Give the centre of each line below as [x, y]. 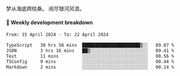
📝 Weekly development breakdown [50, 22]
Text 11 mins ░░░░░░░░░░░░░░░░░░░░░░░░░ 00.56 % [90, 56]
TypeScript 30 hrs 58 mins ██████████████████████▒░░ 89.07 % [90, 46]
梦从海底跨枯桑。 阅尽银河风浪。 [45, 8]
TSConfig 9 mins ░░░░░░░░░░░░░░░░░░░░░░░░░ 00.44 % [90, 61]
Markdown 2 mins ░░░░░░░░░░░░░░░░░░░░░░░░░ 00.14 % [90, 67]
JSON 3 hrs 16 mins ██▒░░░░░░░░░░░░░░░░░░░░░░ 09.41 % [90, 51]
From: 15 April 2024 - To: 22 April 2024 [57, 35]
